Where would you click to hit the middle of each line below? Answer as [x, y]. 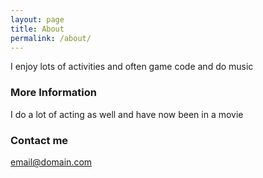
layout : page [37, 19]
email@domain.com [51, 162]
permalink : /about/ [51, 38]
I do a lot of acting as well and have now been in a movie [127, 114]
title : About [37, 29]
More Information [53, 93]
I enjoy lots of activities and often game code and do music [132, 67]
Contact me [39, 140]
